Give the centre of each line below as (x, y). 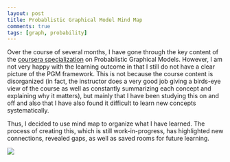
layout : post (26, 13)
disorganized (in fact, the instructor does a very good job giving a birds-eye (114, 81)
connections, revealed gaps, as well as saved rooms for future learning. (108, 139)
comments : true (29, 26)
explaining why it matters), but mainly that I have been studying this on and (113, 96)
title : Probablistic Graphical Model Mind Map (75, 20)
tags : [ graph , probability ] (47, 33)
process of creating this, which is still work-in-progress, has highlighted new (115, 131)
